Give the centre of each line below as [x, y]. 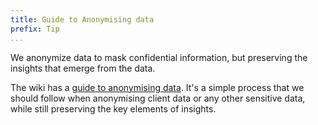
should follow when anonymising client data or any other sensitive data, [158, 98]
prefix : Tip [35, 29]
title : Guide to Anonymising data [82, 19]
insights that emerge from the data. [83, 68]
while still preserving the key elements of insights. [113, 108]
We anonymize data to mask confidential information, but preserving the [159, 57]
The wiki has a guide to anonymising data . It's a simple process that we [157, 87]
